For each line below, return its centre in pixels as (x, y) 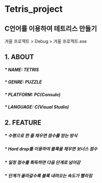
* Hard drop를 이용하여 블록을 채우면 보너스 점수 (51, 149)
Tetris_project (34, 9)
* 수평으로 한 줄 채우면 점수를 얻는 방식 (41, 136)
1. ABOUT (19, 57)
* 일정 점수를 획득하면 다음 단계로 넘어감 (42, 162)
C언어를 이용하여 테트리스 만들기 (51, 28)
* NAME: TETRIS (22, 70)
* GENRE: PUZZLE (23, 82)
